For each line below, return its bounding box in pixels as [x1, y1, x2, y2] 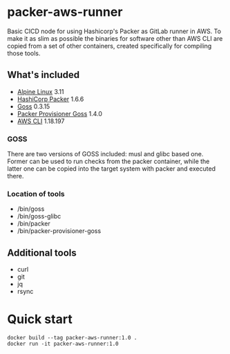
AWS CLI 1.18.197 [17, 117, 65, 125]
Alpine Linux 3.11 [17, 87, 64, 95]
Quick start [7, 312, 73, 327]
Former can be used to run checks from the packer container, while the [7, 157, 210, 166]
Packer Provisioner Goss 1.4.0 [17, 109, 102, 118]
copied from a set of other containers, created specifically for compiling [7, 41, 212, 50]
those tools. [7, 49, 41, 57]
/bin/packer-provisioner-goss [17, 227, 102, 235]
